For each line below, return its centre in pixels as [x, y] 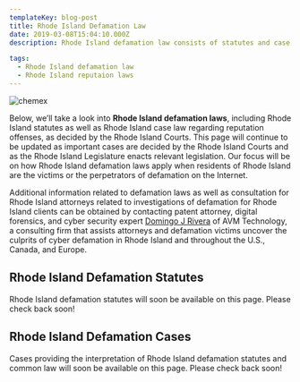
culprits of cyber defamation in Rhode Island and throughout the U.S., [137, 240]
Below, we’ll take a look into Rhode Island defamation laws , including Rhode [150, 118]
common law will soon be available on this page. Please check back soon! [146, 368]
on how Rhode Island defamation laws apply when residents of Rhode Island [150, 166]
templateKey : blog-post [54, 17]
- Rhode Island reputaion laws [76, 76]
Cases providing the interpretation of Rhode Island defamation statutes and [148, 358]
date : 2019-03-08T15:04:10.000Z [69, 34]
